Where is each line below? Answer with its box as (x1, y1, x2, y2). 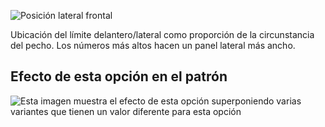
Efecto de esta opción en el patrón (10, 68, 228, 85)
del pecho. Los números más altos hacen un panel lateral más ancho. (10, 40, 296, 51)
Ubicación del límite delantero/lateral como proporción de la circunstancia (10, 29, 315, 40)
